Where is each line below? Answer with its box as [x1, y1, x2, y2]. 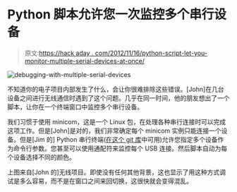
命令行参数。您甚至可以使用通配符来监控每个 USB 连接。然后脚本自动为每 [13, 144, 228, 152]
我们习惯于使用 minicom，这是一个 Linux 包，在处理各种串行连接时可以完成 [7, 117, 226, 126]
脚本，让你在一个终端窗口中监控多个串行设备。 [7, 102, 143, 111]
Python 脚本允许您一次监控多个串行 [7, 6, 214, 23]
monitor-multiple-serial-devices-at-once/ [24, 56, 145, 65]
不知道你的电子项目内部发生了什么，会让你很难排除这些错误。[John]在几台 [7, 85, 224, 93]
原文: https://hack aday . [24, 49, 94, 57]
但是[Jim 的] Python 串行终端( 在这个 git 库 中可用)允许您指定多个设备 [19, 135, 218, 143]
